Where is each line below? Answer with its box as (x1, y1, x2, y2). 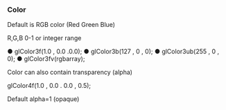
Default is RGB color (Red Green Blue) (7, 21, 116, 29)
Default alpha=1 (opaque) (7, 95, 80, 103)
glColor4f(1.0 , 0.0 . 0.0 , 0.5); (7, 82, 92, 90)
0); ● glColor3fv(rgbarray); (7, 55, 85, 63)
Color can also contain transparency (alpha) (7, 68, 133, 77)
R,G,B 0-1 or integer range (7, 34, 82, 42)
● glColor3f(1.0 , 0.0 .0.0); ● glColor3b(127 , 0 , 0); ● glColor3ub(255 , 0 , (7, 47, 220, 56)
